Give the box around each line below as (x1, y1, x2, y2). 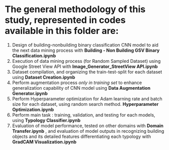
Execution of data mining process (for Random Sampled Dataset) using (12, 58, 161, 64)
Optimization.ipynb (12, 106, 54, 113)
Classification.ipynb (12, 52, 56, 59)
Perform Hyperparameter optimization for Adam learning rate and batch (12, 95, 163, 102)
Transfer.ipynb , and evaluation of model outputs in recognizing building (12, 128, 164, 134)
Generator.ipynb (12, 90, 48, 96)
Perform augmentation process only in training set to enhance (12, 80, 142, 86)
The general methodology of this (5, 4, 146, 15)
